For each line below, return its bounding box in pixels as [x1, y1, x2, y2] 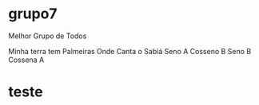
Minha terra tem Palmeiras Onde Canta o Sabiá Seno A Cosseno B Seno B [8, 46, 252, 56]
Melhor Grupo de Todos [8, 31, 87, 41]
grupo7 [8, 5, 58, 23]
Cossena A [8, 55, 45, 64]
